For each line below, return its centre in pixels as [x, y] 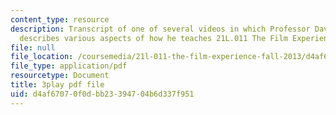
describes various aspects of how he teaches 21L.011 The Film [153, 38]
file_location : [42, 57]
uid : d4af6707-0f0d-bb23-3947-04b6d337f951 [102, 94]
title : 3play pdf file [57, 85]
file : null [33, 47]
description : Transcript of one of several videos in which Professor [160, 29]
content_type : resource [60, 19]
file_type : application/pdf [69, 66]
